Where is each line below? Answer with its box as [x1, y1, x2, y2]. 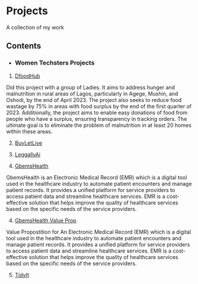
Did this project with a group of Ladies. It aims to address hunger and [6, 84, 175, 91]
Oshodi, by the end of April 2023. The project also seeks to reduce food [6, 96, 182, 103]
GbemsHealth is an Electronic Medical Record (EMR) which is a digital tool [6, 174, 187, 181]
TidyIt [14, 271, 30, 278]
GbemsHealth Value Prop [14, 216, 77, 224]
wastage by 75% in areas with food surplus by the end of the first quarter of [6, 103, 192, 110]
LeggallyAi [14, 151, 40, 158]
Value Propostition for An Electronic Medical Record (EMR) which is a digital [6, 228, 191, 235]
